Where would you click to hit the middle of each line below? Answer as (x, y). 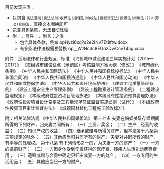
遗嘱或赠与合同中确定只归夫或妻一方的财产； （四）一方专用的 (91, 155)
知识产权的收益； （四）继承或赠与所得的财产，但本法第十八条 (91, 131)
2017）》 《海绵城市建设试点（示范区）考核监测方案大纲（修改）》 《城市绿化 (82, 65)
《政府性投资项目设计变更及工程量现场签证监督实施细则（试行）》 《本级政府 (82, 102)
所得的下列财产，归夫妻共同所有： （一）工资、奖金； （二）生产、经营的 (79, 125)
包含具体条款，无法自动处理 (40, 30)
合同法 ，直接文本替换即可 (43, 24)
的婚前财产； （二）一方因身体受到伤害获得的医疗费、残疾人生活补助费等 (79, 149)
